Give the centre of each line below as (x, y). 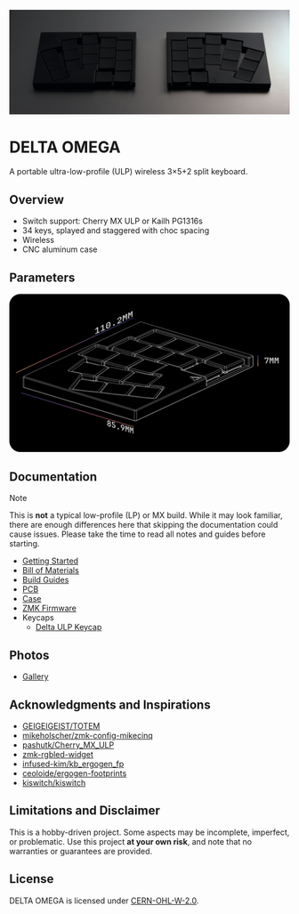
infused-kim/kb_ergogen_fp (73, 764)
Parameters (42, 277)
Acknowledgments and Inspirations (110, 704)
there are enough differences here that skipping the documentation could (144, 525)
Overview (37, 200)
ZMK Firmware (49, 608)
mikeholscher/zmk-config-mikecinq (87, 736)
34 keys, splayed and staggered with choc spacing (116, 231)
